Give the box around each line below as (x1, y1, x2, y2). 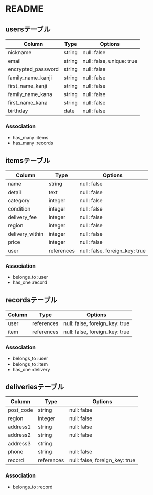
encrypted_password (8, 66, 59, 72)
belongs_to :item (12, 360, 48, 367)
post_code (8, 407, 33, 414)
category (8, 197, 30, 204)
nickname (8, 49, 32, 56)
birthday (8, 107, 28, 115)
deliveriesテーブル (5, 382, 64, 391)
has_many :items (12, 135, 49, 141)
